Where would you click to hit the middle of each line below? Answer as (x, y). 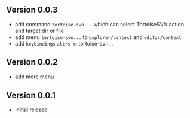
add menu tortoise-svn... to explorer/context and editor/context (98, 37)
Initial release (31, 110)
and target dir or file (39, 31)
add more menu (34, 77)
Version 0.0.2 (32, 62)
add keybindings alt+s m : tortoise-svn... (64, 43)
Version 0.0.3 (32, 10)
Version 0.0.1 (31, 96)
